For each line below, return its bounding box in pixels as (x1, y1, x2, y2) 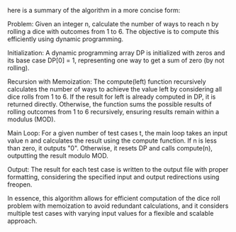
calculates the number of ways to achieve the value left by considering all (7, 85, 222, 93)
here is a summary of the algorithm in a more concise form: (7, 6, 181, 14)
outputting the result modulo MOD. (7, 152, 108, 160)
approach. (7, 216, 38, 225)
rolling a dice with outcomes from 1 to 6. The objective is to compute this (7, 28, 220, 35)
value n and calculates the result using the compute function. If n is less (7, 136, 218, 145)
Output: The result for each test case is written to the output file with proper (7, 165, 229, 173)
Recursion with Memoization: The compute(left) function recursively (7, 77, 207, 86)
